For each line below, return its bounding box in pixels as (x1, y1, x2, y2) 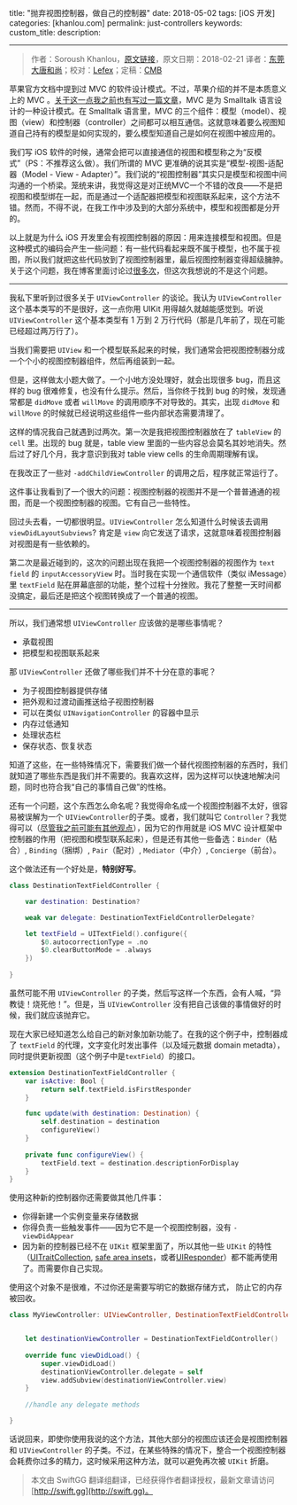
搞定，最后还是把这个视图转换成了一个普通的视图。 (16, 590, 203, 601)
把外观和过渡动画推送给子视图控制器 (21, 697, 155, 706)
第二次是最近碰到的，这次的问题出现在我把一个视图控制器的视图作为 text (9, 558, 276, 567)
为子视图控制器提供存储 (21, 685, 108, 696)
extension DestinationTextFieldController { (9, 1068, 176, 1077)
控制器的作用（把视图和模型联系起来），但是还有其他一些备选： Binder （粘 (9, 834, 277, 844)
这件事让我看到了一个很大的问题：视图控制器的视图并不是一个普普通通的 (9, 487, 272, 496)
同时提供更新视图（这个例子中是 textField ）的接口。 (9, 1050, 201, 1061)
